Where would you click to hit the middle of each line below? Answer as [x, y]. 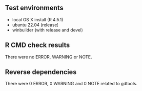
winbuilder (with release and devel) [47, 30]
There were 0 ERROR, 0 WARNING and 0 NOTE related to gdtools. [71, 84]
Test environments [34, 8]
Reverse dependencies [41, 72]
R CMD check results [38, 45]
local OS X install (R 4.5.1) [38, 19]
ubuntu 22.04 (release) [35, 25]
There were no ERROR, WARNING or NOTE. [49, 57]
